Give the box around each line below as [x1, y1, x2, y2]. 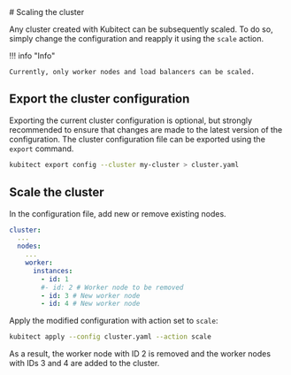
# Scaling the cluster [9, 7, 85, 17]
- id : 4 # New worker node [41, 299, 141, 309]
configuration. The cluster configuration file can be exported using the [9, 134, 265, 144]
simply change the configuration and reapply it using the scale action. [9, 34, 264, 43]
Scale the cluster [9, 185, 104, 200]
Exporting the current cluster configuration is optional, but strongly [9, 115, 253, 126]
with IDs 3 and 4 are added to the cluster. [9, 358, 160, 369]
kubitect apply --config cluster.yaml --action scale [9, 333, 212, 341]
